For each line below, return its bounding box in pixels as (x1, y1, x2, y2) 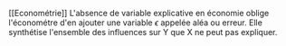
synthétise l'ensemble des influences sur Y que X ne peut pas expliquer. (8, 27, 278, 37)
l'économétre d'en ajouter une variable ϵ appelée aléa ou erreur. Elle (8, 17, 263, 28)
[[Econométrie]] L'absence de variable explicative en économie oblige (8, 8, 270, 18)
